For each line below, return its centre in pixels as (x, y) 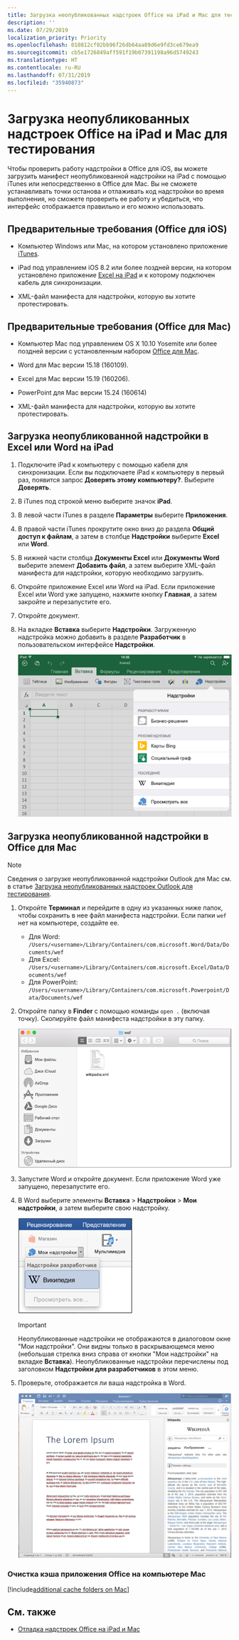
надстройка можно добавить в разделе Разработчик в (102, 637)
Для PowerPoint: (53, 982)
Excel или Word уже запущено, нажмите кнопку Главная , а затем (117, 594)
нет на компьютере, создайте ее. (68, 923)
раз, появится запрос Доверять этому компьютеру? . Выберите (116, 479)
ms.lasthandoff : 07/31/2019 (49, 75)
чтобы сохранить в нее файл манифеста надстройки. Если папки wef (122, 915)
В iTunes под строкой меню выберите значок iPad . (95, 501)
